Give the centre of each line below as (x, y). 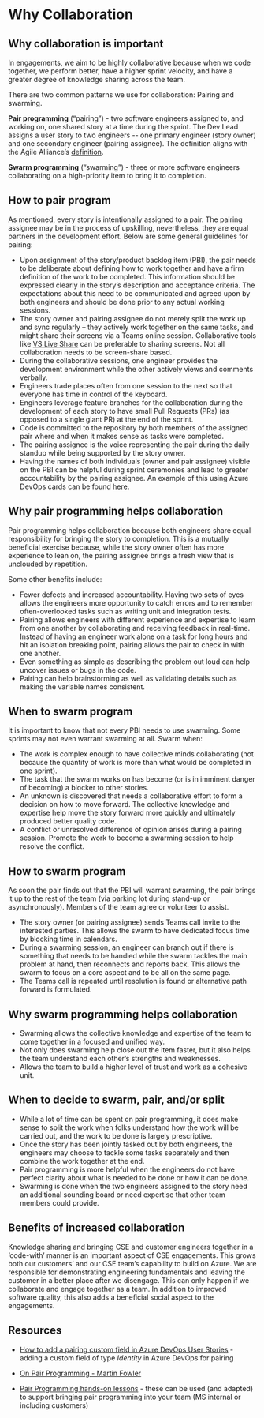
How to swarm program (67, 871)
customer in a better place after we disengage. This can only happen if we (129, 1280)
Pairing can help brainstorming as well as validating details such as (128, 678)
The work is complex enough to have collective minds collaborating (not (137, 754)
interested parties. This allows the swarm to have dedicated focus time (134, 931)
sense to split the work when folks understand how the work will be (129, 1127)
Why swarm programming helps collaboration (123, 1014)
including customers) (54, 1405)
